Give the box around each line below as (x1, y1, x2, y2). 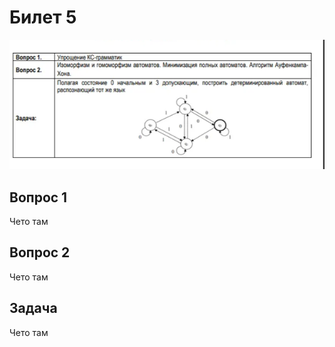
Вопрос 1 (9, 189, 68, 206)
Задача (9, 300, 58, 317)
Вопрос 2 (9, 244, 71, 261)
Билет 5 (9, 6, 77, 29)
